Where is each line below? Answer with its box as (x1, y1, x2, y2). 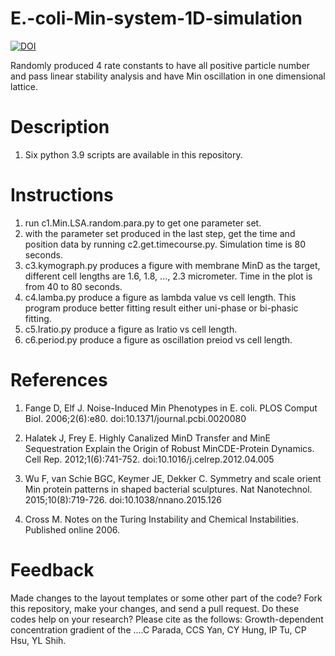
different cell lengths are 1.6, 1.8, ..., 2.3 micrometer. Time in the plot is (24, 270, 313, 282)
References (10, 369, 108, 391)
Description (10, 116, 110, 139)
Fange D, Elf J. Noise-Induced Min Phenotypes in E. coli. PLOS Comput (24, 402, 318, 414)
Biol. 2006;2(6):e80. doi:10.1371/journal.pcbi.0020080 (24, 412, 247, 424)
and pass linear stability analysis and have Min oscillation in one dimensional (10, 70, 326, 82)
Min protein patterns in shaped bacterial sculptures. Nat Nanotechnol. (24, 483, 313, 495)
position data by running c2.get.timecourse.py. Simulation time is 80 (24, 238, 307, 250)
